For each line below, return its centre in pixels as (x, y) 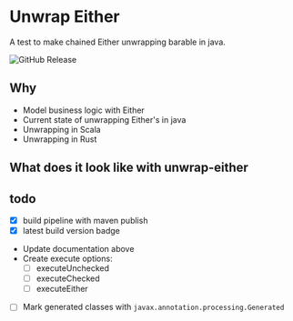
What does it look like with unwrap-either (129, 168)
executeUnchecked (73, 268)
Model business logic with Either (84, 110)
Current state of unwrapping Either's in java (104, 119)
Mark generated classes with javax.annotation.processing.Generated (153, 307)
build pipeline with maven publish (85, 220)
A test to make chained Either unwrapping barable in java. (117, 42)
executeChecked (68, 278)
